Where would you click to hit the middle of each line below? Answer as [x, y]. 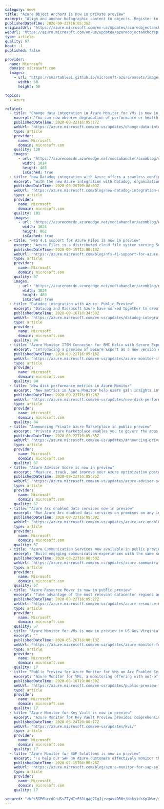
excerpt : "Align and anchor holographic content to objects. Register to [82, 19]
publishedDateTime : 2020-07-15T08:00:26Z [56, 763]
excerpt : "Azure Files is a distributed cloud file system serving [84, 245]
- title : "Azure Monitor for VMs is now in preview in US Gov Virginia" [85, 631]
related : [14, 109]
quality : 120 [27, 149]
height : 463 [35, 168]
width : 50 [28, 82]
